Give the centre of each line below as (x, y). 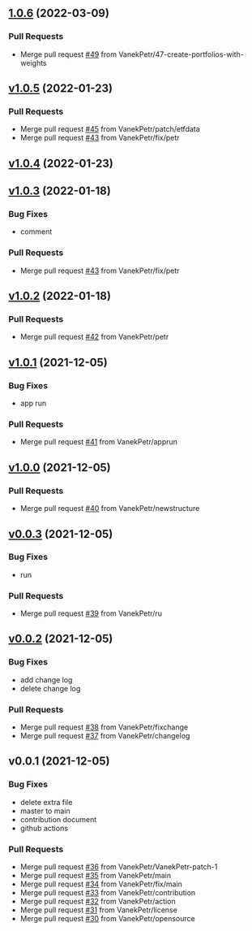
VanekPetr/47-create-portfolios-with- (182, 54)
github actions (44, 828)
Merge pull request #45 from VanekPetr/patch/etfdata (110, 129)
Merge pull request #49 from (68, 54)
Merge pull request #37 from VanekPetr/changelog (105, 736)
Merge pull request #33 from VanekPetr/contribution (108, 893)
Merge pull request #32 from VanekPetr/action (98, 902)
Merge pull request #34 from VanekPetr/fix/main (101, 884)
